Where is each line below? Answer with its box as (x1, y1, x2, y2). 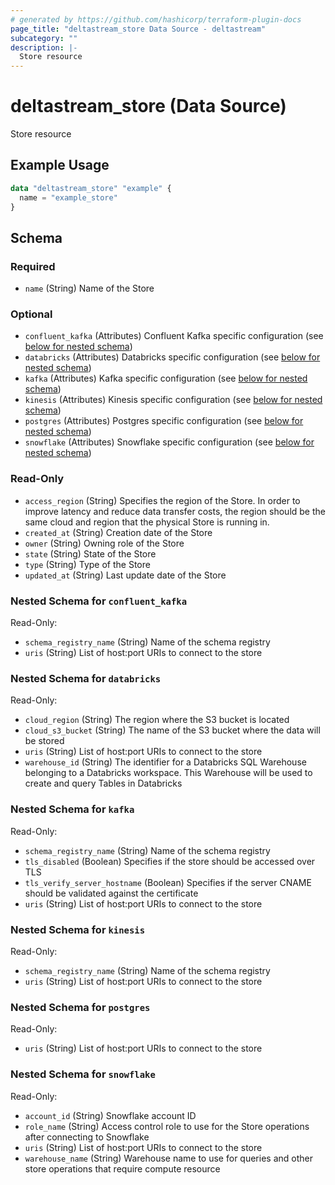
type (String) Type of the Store (24, 558, 151, 570)
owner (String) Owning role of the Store (24, 537, 185, 549)
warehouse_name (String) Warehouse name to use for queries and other (24, 1152, 313, 1164)
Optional (10, 307, 53, 321)
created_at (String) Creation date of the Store (24, 526, 213, 538)
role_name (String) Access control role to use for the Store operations (24, 1120, 310, 1132)
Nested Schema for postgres (10, 1000, 151, 1014)
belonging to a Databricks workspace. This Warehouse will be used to (24, 767, 313, 779)
